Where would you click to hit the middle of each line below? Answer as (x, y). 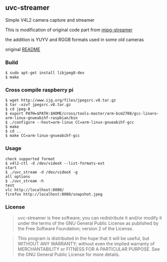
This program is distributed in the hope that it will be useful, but (83, 238)
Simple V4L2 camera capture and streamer (50, 20)
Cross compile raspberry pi (39, 90)
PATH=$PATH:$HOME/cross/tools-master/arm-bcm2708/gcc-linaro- (92, 114)
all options (18, 176)
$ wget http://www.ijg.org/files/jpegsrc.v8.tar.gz (61, 100)
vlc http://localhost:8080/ (35, 190)
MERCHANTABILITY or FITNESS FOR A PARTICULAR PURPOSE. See (89, 249)
